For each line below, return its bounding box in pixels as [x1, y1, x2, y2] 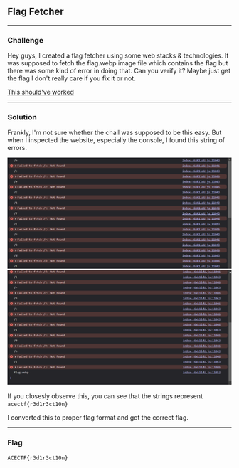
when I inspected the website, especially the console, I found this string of [7, 136, 225, 144]
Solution [7, 112, 38, 122]
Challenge [7, 35, 44, 45]
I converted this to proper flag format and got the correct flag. [7, 413, 188, 422]
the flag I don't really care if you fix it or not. [7, 74, 137, 83]
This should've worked [7, 88, 75, 97]
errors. [7, 144, 27, 152]
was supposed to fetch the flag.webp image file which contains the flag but [7, 59, 228, 68]
